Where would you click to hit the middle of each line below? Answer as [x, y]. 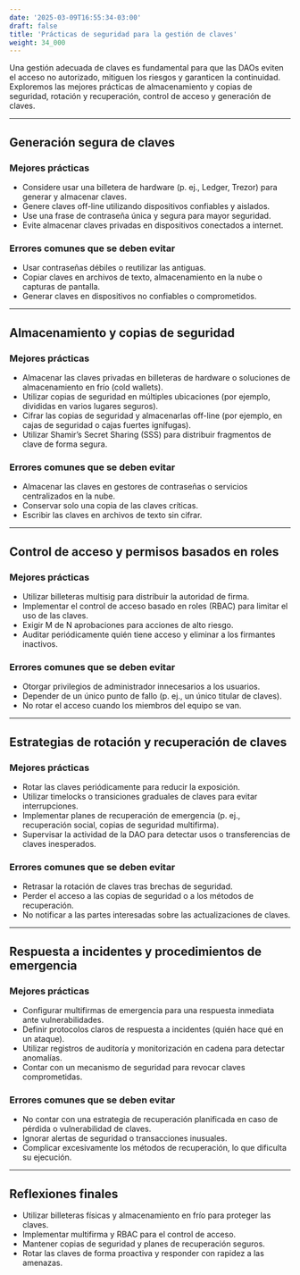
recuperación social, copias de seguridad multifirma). [121, 825]
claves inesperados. [59, 843]
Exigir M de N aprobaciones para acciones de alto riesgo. [128, 625]
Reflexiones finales [64, 1194]
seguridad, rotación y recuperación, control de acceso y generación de [140, 96]
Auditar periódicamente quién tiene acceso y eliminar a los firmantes [149, 634]
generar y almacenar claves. [75, 197]
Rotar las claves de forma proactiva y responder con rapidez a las [143, 1253]
